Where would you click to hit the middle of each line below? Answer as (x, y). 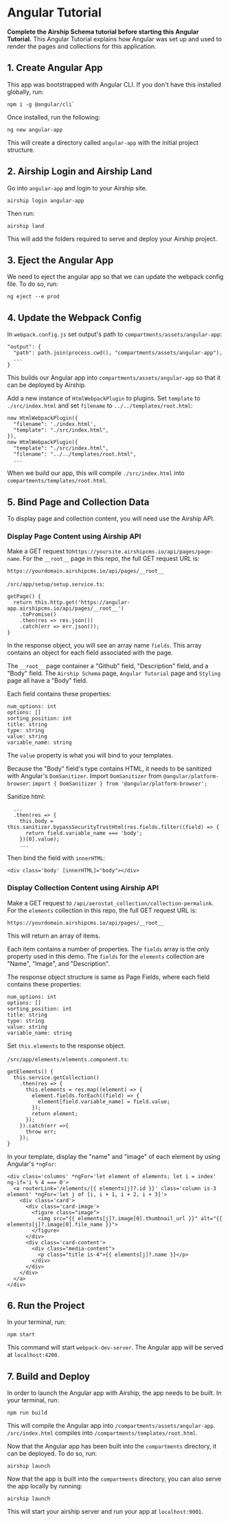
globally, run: (25, 91)
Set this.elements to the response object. (66, 1046)
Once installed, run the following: (54, 117)
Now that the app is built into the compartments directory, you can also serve (114, 1479)
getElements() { (30, 1071)
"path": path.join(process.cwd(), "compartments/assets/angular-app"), (118, 353)
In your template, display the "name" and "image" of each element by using (114, 1156)
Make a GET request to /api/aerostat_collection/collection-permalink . (111, 903)
